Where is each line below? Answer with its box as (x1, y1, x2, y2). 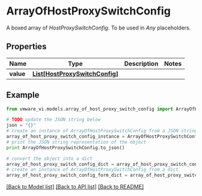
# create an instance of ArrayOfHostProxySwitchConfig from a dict (6, 167, 179, 173)
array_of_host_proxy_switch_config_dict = (6, 161, 114, 167)
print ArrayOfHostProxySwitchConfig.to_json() (6, 144, 125, 151)
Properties (6, 41, 47, 52)
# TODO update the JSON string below (6, 117, 101, 123)
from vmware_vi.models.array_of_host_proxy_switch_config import (6, 106, 173, 112)
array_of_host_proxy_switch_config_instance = (6, 133, 125, 139)
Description (124, 59, 159, 67)
